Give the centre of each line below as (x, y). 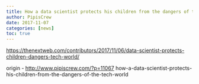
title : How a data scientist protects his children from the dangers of (98, 12)
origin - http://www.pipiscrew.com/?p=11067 (60, 68)
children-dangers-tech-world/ (43, 57)
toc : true (18, 34)
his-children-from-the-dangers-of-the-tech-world (67, 75)
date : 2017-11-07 (28, 22)
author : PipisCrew (29, 17)
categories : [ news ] (30, 28)
